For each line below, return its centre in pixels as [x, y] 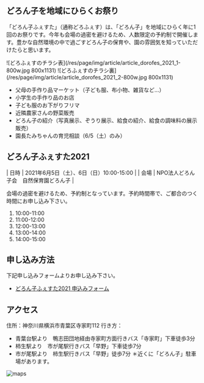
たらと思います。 [33, 49]
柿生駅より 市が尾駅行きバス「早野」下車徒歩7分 [78, 346]
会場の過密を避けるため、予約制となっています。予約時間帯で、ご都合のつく [102, 193]
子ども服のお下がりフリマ [47, 105]
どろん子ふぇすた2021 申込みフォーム [62, 288]
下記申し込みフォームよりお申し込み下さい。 [63, 275]
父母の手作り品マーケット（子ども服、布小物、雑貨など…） [90, 90]
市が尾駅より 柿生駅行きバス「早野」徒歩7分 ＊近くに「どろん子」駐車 [106, 354]
